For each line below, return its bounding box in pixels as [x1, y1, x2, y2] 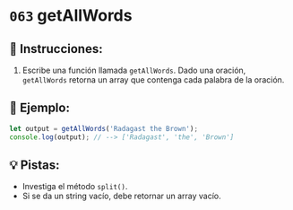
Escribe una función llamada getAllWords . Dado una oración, [22, 65, 246, 75]
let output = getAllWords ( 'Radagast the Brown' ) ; [9, 124, 199, 133]
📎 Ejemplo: [9, 101, 70, 116]
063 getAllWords [9, 5, 133, 26]
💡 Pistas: [9, 157, 60, 172]
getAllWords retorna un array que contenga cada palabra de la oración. [22, 74, 285, 85]
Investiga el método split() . [22, 181, 128, 192]
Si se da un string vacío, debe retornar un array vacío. [22, 190, 221, 202]
